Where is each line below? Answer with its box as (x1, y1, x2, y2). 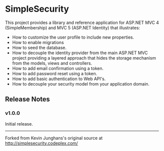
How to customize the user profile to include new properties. (12, 34, 134, 40)
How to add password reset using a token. (12, 70, 98, 76)
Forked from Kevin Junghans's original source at (5, 135, 103, 141)
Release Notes (5, 95, 50, 104)
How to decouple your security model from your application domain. (12, 81, 150, 86)
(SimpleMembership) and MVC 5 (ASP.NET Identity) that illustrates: (5, 24, 140, 30)
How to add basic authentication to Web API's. (12, 76, 106, 82)
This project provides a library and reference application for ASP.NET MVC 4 (5, 20, 159, 25)
